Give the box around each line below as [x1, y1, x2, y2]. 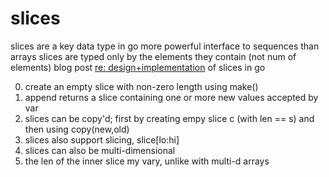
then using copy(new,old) [24, 123, 130, 135]
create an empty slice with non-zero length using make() [24, 80, 259, 92]
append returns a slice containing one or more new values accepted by [24, 91, 319, 103]
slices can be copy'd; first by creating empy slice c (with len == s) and [24, 112, 315, 124]
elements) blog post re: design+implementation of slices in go [10, 61, 266, 73]
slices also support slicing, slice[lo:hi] [24, 133, 180, 146]
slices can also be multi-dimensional [24, 144, 176, 156]
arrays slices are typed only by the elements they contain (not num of [10, 50, 297, 62]
